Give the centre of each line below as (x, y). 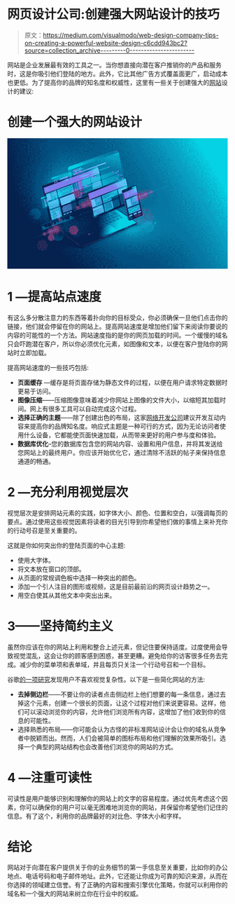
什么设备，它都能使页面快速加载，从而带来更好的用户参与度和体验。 (122, 434)
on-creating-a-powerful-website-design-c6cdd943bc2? (106, 43)
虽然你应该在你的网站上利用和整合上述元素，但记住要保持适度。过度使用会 (114, 647)
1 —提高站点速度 (54, 297)
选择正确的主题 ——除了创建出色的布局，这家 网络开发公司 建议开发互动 (119, 417)
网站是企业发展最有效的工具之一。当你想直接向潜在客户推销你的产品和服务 (114, 64)
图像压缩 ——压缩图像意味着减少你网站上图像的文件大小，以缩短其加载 (119, 399)
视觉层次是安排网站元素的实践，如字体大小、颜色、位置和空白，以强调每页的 (117, 513)
